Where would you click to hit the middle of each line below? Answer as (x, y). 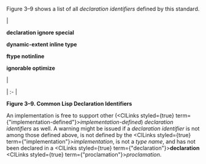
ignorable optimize (31, 68)
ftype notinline (25, 56)
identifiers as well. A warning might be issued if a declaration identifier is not (103, 129)
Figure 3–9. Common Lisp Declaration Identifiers (69, 104)
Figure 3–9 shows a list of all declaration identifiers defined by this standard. (103, 9)
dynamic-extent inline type (42, 44)
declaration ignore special (40, 32)
